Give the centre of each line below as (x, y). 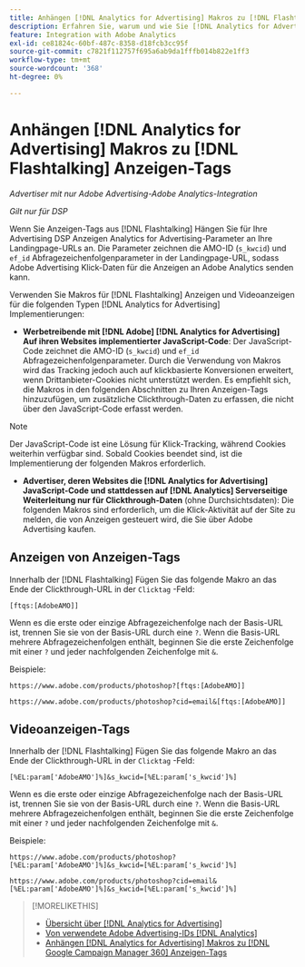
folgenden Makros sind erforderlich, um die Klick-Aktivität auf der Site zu (159, 509)
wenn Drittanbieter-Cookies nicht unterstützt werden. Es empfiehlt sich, (157, 380)
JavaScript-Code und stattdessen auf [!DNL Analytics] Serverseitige (155, 490)
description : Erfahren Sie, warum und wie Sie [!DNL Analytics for (140, 26)
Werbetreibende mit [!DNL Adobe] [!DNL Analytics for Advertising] (151, 331)
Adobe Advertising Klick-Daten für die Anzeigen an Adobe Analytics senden (152, 267)
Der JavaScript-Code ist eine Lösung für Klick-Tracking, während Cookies (148, 444)
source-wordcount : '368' (56, 69)
